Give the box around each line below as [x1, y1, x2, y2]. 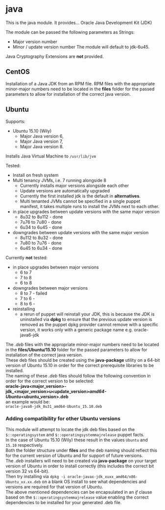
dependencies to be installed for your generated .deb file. [5, 499, 122, 505]
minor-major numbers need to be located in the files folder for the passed [5, 86, 155, 92]
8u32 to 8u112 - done [20, 214, 63, 219]
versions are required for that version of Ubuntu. [5, 483, 103, 489]
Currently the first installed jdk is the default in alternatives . [20, 193, 141, 199]
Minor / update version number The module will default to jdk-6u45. [12, 44, 150, 50]
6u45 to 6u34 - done [20, 245, 63, 251]
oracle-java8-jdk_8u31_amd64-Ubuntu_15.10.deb [5, 404, 102, 409]
